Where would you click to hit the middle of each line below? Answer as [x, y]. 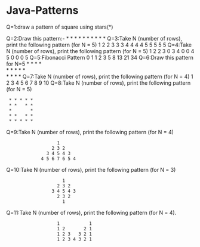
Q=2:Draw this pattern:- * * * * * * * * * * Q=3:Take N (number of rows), [94, 38]
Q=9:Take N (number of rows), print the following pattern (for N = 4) [90, 132]
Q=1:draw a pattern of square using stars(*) [60, 27]
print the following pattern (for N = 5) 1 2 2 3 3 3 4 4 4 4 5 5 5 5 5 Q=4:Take [99, 45]
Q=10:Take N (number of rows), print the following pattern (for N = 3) [91, 169]
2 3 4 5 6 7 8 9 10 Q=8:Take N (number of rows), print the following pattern [99, 83]
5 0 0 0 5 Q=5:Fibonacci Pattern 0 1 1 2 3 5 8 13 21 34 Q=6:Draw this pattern [100, 57]
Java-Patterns [42, 10]
